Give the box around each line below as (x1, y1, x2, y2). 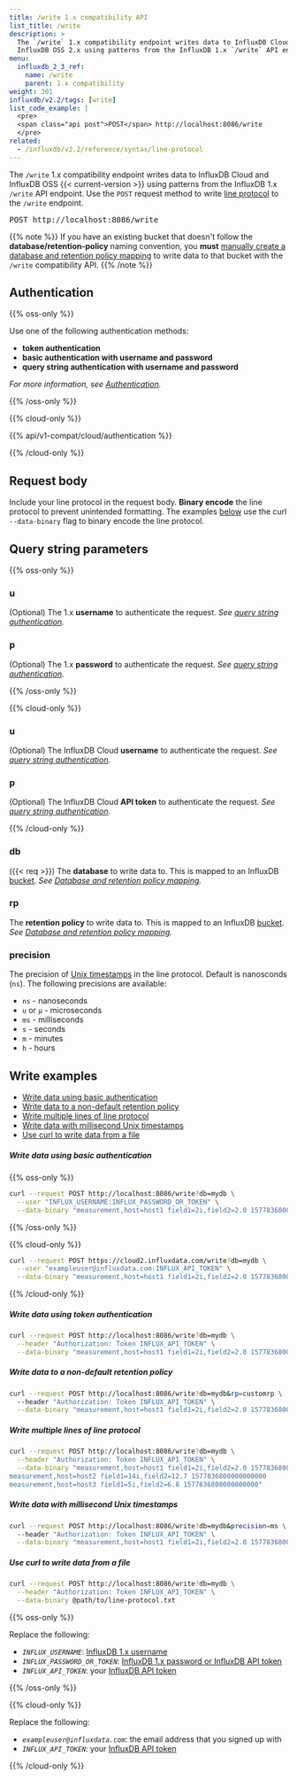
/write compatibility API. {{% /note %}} (9, 259, 153, 270)
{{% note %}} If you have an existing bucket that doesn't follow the (9, 231, 254, 242)
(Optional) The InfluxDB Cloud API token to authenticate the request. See (9, 797, 276, 808)
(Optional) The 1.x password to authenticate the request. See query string (9, 659, 278, 669)
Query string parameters (9, 542, 148, 557)
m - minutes (21, 1034, 64, 1044)
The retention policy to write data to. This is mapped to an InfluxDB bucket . (9, 917, 285, 927)
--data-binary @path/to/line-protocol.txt (17, 1597, 176, 1605)
